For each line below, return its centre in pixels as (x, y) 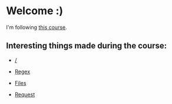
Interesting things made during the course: (87, 46)
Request (25, 94)
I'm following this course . (37, 27)
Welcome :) (35, 11)
